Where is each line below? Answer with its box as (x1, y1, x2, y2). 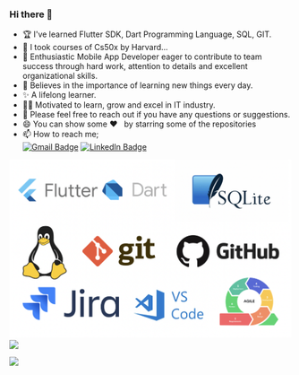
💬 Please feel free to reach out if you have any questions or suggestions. (21, 109, 291, 120)
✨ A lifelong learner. (21, 90, 97, 100)
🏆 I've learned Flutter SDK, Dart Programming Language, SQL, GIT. (21, 29, 272, 39)
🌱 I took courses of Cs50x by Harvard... (21, 42, 168, 53)
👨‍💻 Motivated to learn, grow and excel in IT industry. (21, 100, 217, 110)
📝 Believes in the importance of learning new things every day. (21, 80, 253, 91)
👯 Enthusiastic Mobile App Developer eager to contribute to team (21, 51, 262, 62)
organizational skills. (21, 71, 98, 82)
